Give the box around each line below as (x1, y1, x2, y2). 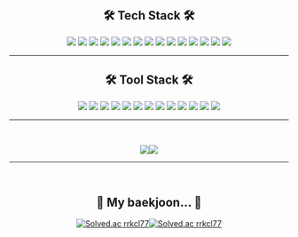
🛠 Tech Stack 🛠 (103, 8, 195, 23)
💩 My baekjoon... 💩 (96, 195, 202, 210)
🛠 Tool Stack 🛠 (105, 73, 193, 88)
